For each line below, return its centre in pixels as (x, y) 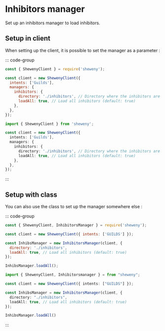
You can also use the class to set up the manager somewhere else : (74, 207)
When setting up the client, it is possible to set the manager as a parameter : (83, 50)
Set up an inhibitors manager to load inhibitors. (53, 23)
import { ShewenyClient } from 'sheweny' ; (49, 124)
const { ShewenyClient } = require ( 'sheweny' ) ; (55, 69)
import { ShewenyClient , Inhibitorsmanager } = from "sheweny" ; (73, 275)
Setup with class (31, 194)
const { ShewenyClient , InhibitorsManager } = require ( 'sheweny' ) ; (76, 225)
